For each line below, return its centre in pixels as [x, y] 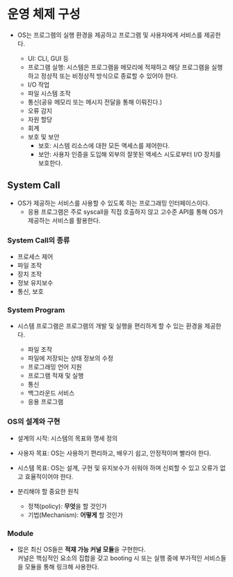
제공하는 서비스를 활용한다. [64, 220]
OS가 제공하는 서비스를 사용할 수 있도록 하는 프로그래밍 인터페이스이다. [113, 203]
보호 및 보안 [43, 137]
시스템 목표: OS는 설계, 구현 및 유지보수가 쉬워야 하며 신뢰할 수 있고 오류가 [118, 468]
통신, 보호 [30, 292]
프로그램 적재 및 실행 [56, 376]
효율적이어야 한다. [49, 476]
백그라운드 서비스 [51, 393]
